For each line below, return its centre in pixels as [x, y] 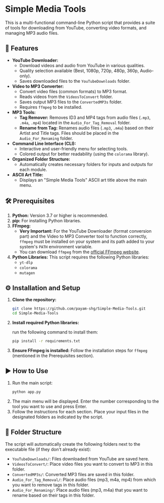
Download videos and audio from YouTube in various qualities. [82, 65]
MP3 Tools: [24, 112]
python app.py [26, 392]
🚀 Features [22, 48]
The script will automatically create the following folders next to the [73, 444]
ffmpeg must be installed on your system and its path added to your [87, 241]
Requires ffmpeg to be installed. [51, 107]
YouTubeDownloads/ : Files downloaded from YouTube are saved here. [81, 458]
